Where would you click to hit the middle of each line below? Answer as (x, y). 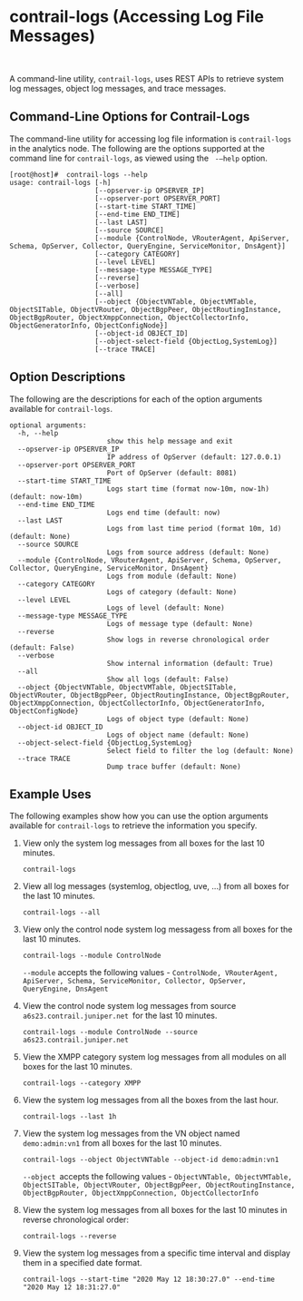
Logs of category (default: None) (172, 592)
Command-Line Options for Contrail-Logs (130, 117)
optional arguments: (49, 425)
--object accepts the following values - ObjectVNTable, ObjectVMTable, (157, 1177)
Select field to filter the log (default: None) (200, 750)
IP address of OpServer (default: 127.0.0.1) (194, 457)
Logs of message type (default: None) (180, 623)
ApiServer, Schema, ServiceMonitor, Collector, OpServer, (134, 982)
